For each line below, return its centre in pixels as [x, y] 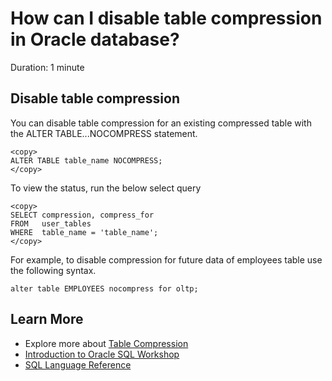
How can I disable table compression [166, 18]
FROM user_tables [51, 223]
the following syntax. [53, 270]
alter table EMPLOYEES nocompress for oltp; [104, 288]
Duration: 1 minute [47, 67]
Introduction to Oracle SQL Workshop [102, 354]
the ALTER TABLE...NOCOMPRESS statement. [104, 133]
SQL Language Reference [78, 364]
